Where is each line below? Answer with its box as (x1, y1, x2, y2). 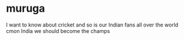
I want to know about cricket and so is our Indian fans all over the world (6, 21, 179, 28)
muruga (6, 2, 45, 15)
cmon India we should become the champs (6, 27, 110, 34)
